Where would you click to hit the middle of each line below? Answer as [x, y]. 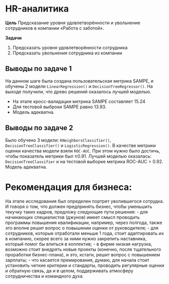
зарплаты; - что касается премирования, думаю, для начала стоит [77, 260]
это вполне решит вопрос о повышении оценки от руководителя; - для [82, 228]
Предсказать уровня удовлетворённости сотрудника [70, 47]
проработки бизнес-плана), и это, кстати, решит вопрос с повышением [83, 254]
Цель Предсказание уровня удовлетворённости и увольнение [73, 23]
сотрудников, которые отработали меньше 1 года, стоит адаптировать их [84, 233]
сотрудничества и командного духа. [45, 276]
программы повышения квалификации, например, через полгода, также [84, 223]
